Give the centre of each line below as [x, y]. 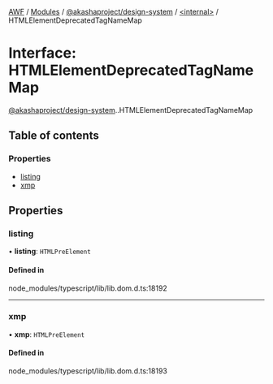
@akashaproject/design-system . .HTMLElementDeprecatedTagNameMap [131, 110]
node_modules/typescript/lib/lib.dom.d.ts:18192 [88, 288]
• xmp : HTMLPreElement [47, 334]
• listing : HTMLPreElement [50, 252]
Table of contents [54, 136]
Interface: [43, 53]
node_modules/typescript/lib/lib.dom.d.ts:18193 [88, 371]
